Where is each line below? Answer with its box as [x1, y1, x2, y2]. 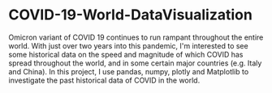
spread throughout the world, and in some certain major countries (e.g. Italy [8, 58, 262, 68]
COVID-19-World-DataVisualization [8, 6, 253, 24]
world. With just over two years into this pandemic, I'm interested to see [8, 40, 249, 50]
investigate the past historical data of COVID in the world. [8, 75, 201, 85]
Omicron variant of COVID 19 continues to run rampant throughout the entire [8, 32, 264, 42]
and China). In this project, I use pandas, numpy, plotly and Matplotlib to [8, 66, 249, 76]
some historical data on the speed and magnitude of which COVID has [8, 49, 244, 59]
